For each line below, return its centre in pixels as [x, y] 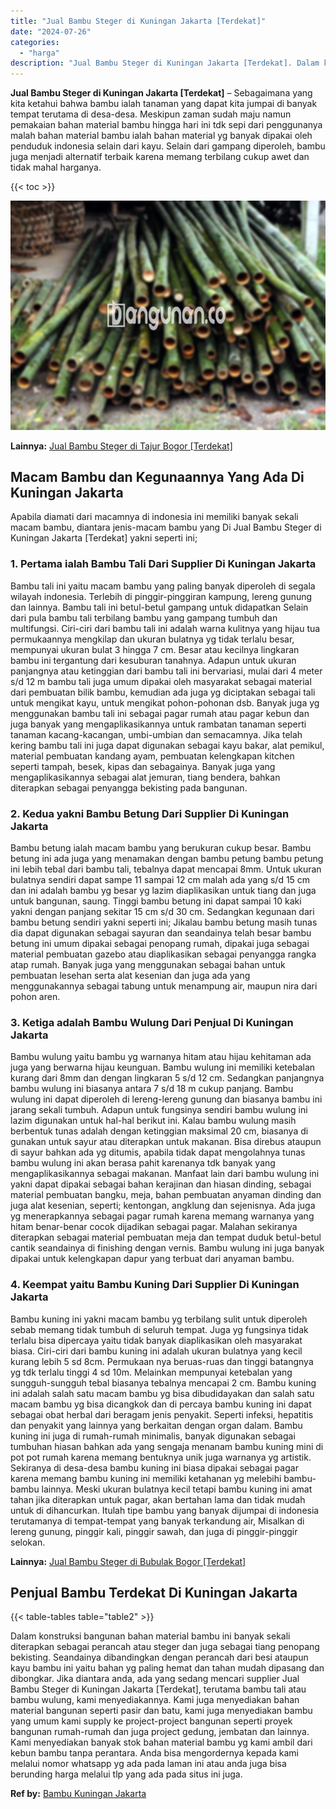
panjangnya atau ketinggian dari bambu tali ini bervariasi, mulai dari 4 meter [166, 671]
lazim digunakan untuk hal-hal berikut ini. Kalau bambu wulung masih [153, 1121]
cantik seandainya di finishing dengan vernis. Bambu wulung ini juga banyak [167, 1248]
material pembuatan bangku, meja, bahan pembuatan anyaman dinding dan [166, 1195]
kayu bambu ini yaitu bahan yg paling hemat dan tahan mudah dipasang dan [167, 1668]
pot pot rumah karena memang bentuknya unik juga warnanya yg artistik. [161, 1457]
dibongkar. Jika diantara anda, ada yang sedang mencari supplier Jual [155, 1679]
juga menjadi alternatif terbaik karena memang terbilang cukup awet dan [160, 157]
